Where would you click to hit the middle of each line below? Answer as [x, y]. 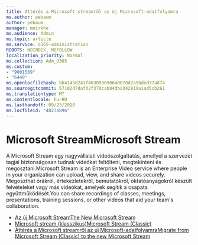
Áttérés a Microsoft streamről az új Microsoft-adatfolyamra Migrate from [102, 230]
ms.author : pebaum [29, 17]
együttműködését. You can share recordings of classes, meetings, [86, 194]
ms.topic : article [29, 39]
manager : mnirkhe [27, 28]
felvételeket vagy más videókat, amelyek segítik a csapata [77, 187]
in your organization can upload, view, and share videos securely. [86, 175]
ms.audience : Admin [30, 34]
